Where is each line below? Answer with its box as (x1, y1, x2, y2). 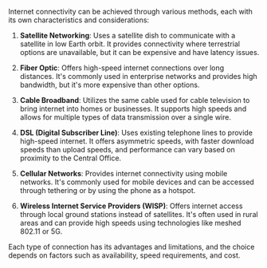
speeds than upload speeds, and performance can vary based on (19, 145, 235, 154)
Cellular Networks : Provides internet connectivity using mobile (19, 169, 228, 178)
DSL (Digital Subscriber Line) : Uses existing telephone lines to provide (19, 128, 253, 137)
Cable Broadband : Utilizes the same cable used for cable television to (19, 96, 250, 104)
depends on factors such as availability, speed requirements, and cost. (8, 250, 241, 260)
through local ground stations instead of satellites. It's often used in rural (19, 210, 258, 219)
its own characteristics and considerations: (8, 15, 150, 25)
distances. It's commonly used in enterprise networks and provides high (19, 72, 257, 81)
